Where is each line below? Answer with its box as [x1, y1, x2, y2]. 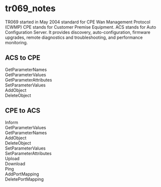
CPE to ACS [5, 106, 41, 115]
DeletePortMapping [5, 176, 44, 182]
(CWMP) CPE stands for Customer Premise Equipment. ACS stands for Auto [5, 24, 156, 30]
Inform [5, 119, 18, 125]
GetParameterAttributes [5, 77, 52, 83]
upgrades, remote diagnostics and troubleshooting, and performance [5, 34, 143, 40]
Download [5, 161, 26, 167]
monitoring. [5, 39, 28, 45]
